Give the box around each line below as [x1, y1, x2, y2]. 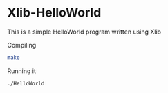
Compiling [7, 41, 37, 49]
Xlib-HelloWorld [7, 5, 102, 21]
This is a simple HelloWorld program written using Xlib [7, 28, 161, 36]
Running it [7, 67, 36, 75]
